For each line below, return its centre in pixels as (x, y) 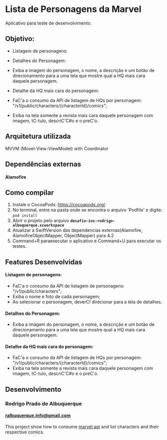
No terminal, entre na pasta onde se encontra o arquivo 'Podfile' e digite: (87, 210)
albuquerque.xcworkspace (38, 226)
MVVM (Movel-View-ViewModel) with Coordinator (57, 148)
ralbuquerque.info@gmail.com (38, 415)
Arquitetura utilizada (38, 136)
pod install (25, 216)
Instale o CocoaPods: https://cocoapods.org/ (59, 205)
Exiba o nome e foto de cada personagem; (56, 296)
